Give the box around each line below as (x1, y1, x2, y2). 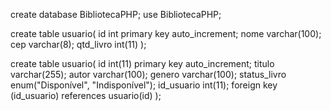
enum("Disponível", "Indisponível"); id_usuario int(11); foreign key (10, 79, 278, 91)
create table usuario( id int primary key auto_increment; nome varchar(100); (10, 28, 322, 39)
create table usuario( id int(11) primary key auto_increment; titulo (10, 58, 275, 69)
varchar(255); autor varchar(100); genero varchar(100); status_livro (10, 69, 287, 80)
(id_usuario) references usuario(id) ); (10, 90, 162, 101)
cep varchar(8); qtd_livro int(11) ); (10, 39, 147, 50)
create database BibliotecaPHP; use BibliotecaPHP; (10, 9, 222, 20)
